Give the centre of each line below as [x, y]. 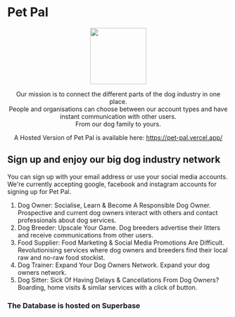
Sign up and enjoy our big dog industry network [114, 160]
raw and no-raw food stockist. [61, 257]
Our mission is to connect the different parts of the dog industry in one [118, 94]
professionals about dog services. [67, 220]
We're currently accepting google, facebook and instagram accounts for [112, 184]
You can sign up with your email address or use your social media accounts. [118, 176]
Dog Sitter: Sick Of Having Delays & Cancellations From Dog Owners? [118, 280]
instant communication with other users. [118, 116]
